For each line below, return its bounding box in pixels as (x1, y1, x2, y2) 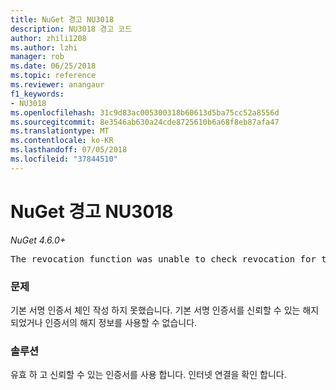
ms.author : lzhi (10, 42, 78, 53)
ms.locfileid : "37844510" (10, 154, 118, 164)
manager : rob (10, 52, 65, 62)
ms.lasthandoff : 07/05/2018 (10, 145, 128, 155)
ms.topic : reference (10, 71, 97, 81)
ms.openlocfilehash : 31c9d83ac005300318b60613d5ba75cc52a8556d (10, 107, 280, 118)
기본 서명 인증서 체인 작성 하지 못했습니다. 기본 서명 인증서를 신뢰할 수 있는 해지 (10, 304, 320, 316)
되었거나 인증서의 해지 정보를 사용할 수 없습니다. (10, 316, 198, 328)
